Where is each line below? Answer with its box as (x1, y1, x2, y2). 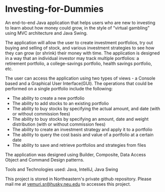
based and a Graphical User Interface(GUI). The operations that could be (5, 80, 153, 86)
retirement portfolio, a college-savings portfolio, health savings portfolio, (5, 60, 152, 66)
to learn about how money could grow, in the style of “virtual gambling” (5, 25, 150, 30)
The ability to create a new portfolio (12, 95, 85, 101)
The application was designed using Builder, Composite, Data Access (5, 151, 146, 158)
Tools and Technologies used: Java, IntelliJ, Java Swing (5, 166, 118, 172)
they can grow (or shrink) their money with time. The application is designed (5, 50, 160, 56)
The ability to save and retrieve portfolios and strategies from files (12, 142, 146, 148)
